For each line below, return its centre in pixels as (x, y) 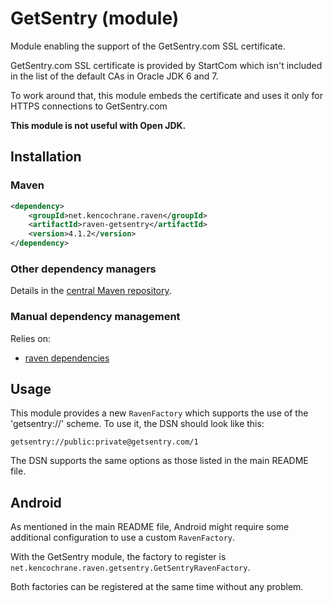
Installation (46, 157)
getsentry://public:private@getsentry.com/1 (104, 442)
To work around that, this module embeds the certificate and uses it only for (167, 95)
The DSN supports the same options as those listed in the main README (159, 461)
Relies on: (30, 338)
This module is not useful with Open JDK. (98, 125)
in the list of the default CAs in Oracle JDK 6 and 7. (114, 76)
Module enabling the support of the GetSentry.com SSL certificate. (148, 46)
